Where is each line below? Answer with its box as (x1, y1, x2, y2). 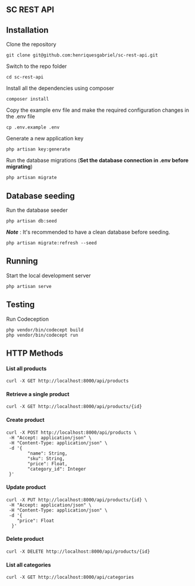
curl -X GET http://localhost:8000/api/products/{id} (6, 404, 143, 410)
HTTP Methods (6, 348, 64, 359)
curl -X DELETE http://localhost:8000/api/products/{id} (6, 549, 150, 555)
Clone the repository (6, 41, 56, 48)
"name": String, (27, 450, 68, 456)
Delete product (6, 535, 44, 543)
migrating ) (6, 163, 33, 170)
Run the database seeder (6, 206, 68, 214)
